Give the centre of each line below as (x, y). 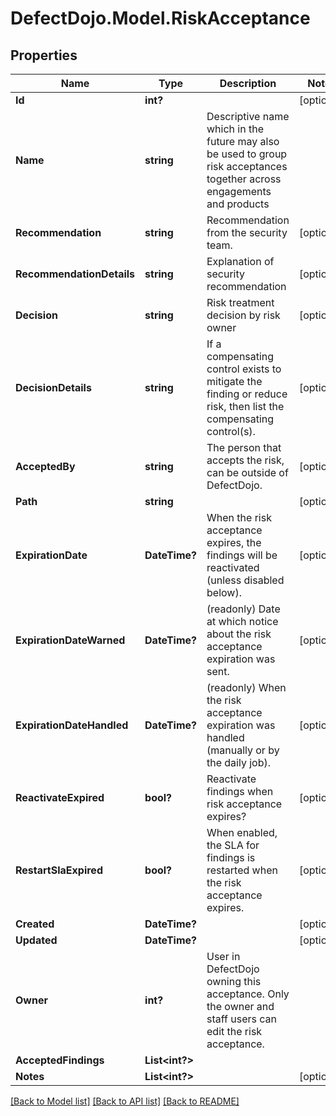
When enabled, (242, 832)
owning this (234, 981)
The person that (244, 447)
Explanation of (240, 261)
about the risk (239, 634)
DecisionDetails (53, 387)
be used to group (247, 154)
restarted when (242, 870)
